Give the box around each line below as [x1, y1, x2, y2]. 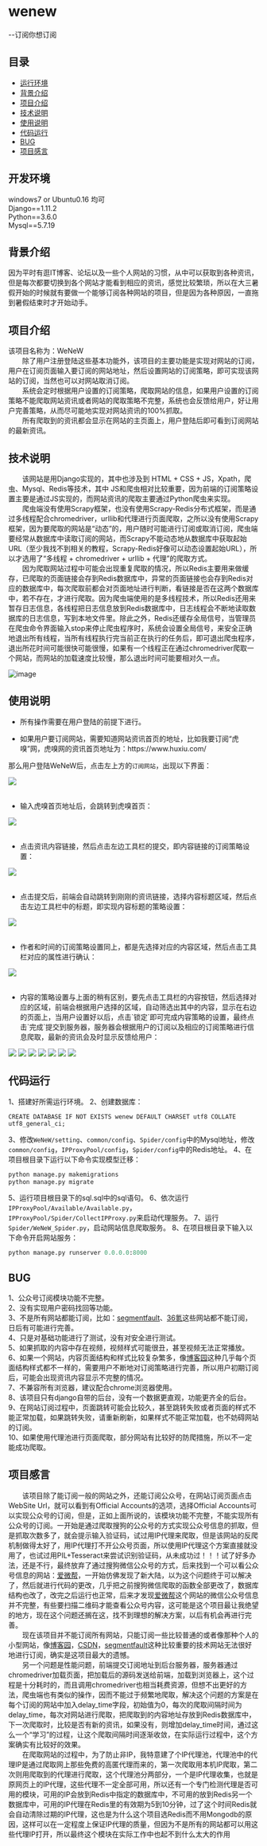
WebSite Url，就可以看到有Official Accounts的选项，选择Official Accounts [8, 1500, 250, 1510]
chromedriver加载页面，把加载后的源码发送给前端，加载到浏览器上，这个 [8, 1670, 248, 1679]
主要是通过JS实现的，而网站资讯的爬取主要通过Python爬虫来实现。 [14, 494, 235, 504]
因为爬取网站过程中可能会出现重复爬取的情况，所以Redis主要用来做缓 [21, 564, 250, 573]
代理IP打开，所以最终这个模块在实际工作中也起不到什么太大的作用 [14, 1829, 230, 1839]
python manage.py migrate [8, 1178, 94, 1186]
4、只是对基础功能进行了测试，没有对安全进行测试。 [8, 1333, 180, 1342]
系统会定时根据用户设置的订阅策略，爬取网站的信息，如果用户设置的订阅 [21, 386, 259, 396]
